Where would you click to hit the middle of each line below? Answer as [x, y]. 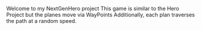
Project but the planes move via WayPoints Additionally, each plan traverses [101, 15]
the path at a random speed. [41, 21]
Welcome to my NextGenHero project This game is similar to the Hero [93, 9]
